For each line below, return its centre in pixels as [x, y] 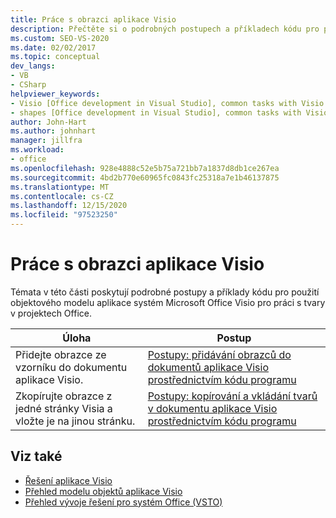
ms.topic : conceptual [55, 57]
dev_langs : [33, 66]
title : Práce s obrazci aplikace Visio [93, 19]
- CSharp [28, 85]
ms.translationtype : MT [60, 187]
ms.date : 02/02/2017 [53, 47]
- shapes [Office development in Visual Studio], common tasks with [156, 112]
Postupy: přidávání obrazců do [219, 354]
